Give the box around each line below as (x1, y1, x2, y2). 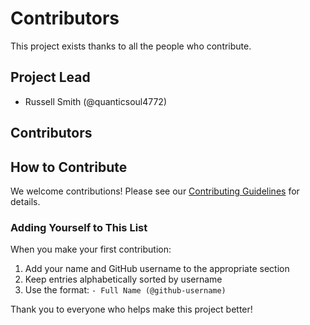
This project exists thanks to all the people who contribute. (10, 40, 252, 52)
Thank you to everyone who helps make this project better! (10, 303, 253, 316)
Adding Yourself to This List (10, 220, 148, 234)
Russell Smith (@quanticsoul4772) (24, 95, 168, 107)
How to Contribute (10, 158, 128, 176)
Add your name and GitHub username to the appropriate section (24, 263, 290, 275)
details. (10, 195, 41, 207)
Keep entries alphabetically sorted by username (24, 273, 223, 286)
